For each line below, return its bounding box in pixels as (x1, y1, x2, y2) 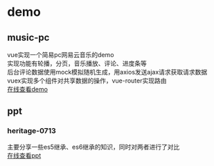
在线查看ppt (7, 151, 42, 159)
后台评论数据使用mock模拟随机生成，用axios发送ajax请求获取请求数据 (7, 68, 208, 76)
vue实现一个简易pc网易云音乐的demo (7, 51, 114, 59)
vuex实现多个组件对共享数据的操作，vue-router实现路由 (7, 76, 167, 85)
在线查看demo (7, 85, 48, 93)
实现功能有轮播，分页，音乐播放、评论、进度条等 (7, 59, 147, 68)
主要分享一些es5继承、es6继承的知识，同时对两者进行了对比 (7, 143, 180, 151)
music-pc (7, 32, 50, 43)
